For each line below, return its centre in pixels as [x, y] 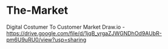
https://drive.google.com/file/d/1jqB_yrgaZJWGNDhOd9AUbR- [84, 33]
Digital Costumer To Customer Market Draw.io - [66, 27]
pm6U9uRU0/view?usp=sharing [46, 39]
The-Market [37, 10]
